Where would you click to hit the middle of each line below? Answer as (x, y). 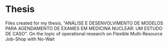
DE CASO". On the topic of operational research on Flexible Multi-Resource (84, 33)
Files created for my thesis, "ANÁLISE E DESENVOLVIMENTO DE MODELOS (85, 23)
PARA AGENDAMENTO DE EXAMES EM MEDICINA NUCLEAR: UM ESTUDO (84, 28)
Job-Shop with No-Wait (30, 39)
